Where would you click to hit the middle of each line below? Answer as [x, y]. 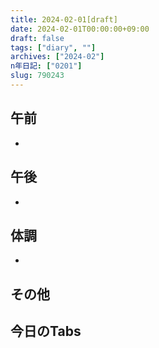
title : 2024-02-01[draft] [64, 19]
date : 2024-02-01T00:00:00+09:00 [80, 29]
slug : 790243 [37, 76]
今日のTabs [46, 331]
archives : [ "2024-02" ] [57, 57]
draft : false [37, 38]
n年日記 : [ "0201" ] [46, 66]
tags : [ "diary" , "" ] [53, 47]
